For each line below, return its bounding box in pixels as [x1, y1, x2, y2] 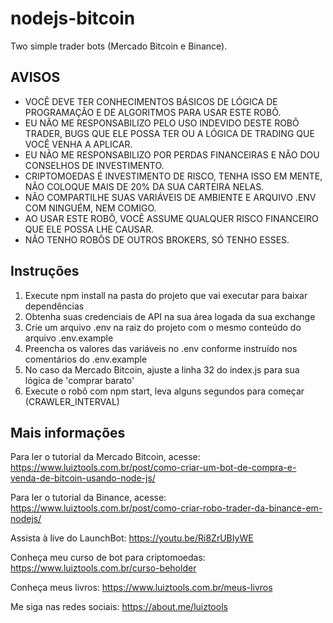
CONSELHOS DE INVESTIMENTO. [24, 159, 165, 171]
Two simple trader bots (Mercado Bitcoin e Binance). [10, 40, 228, 52]
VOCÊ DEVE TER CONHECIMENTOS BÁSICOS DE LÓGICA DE [24, 95, 278, 107]
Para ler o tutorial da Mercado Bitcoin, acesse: [10, 451, 201, 463]
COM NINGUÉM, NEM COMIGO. [24, 202, 157, 214]
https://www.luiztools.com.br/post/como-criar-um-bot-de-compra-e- [10, 462, 297, 474]
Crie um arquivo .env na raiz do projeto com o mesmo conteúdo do [24, 321, 302, 333]
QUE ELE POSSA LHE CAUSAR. [24, 223, 155, 235]
